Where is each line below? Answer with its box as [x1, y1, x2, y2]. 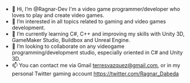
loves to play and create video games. [11, 12, 104, 19]
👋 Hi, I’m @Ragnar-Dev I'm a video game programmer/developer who [11, 6, 181, 12]
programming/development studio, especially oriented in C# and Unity [11, 49, 183, 56]
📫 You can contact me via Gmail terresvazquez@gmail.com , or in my [11, 62, 181, 68]
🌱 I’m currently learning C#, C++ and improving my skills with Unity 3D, [11, 30, 185, 37]
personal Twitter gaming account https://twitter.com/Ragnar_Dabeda [11, 70, 179, 77]
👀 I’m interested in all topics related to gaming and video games [11, 18, 166, 25]
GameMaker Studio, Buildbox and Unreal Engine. [11, 37, 130, 43]
